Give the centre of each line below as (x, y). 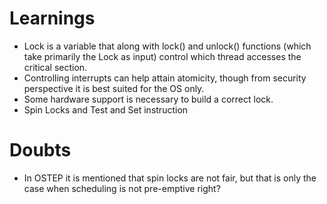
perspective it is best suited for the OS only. (114, 88)
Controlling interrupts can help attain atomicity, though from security (165, 78)
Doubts (40, 150)
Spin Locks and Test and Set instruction (106, 109)
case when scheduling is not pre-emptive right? (122, 188)
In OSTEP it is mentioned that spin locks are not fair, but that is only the (170, 178)
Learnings (52, 18)
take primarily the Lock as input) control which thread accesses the (162, 56)
